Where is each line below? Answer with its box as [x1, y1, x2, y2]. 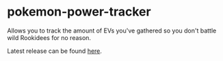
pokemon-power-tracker [7, 4, 152, 20]
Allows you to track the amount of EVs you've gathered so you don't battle [7, 26, 217, 35]
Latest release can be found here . [7, 47, 103, 55]
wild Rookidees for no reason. [7, 33, 91, 41]
